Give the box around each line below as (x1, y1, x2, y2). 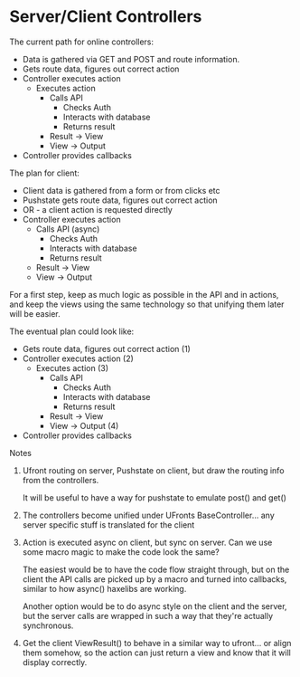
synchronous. (22, 620, 74, 631)
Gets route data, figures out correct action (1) (22, 343, 192, 354)
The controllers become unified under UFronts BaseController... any (22, 510, 275, 520)
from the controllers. (22, 474, 99, 485)
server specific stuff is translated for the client (22, 519, 195, 530)
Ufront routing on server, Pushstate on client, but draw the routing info (22, 464, 285, 476)
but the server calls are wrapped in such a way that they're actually (22, 610, 274, 621)
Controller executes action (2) (22, 353, 134, 364)
